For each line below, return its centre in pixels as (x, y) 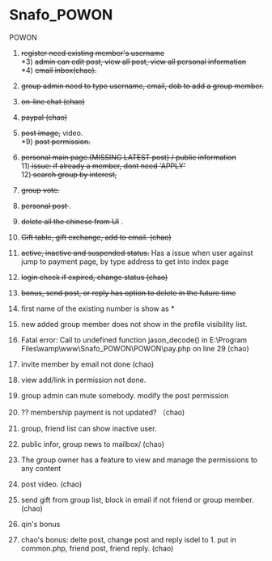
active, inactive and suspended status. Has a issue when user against (137, 253)
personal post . (46, 206)
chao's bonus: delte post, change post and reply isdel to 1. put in (129, 539)
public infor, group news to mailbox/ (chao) (93, 444)
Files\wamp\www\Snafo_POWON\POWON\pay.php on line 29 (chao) (135, 348)
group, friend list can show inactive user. (89, 428)
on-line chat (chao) (53, 101)
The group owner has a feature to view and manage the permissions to (139, 460)
